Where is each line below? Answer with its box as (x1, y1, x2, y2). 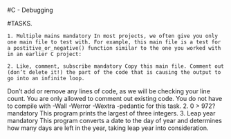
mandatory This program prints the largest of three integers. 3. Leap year (7, 109, 216, 117)
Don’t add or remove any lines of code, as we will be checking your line (7, 87, 211, 95)
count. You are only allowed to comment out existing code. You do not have (7, 95, 223, 102)
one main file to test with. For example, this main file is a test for (7, 39, 221, 46)
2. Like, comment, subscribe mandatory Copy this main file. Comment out (7, 63, 225, 70)
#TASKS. (7, 19, 33, 27)
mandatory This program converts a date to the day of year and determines (7, 117, 223, 124)
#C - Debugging (7, 6, 53, 14)
